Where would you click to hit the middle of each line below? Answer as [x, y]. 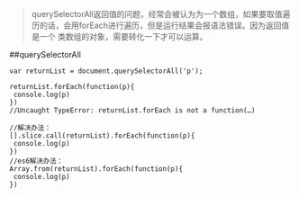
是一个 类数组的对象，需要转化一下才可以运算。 [119, 36]
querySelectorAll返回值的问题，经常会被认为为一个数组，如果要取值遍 [161, 14]
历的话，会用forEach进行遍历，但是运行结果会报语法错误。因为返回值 [160, 25]
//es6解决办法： [36, 161]
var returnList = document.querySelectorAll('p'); [106, 71]
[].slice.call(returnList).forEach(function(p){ [102, 136]
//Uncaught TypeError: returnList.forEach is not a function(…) [132, 111]
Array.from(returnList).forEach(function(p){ [96, 169]
